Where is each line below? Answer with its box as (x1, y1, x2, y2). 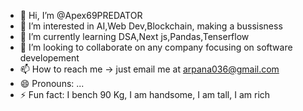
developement (19, 52, 80, 64)
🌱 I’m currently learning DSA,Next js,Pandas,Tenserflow (19, 31, 250, 42)
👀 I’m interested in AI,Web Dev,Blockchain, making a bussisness (19, 20, 283, 32)
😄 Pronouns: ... (19, 78, 85, 89)
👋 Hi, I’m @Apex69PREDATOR (19, 10, 143, 21)
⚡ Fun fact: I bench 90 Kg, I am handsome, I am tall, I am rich (19, 89, 271, 100)
